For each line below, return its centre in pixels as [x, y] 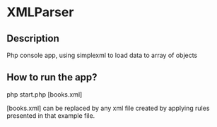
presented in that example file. [51, 115]
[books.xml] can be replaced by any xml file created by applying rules [108, 108]
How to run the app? [52, 77]
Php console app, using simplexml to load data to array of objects [102, 55]
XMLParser [40, 12]
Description [33, 38]
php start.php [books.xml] [45, 94]
